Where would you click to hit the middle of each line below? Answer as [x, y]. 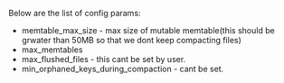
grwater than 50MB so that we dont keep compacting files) [131, 40]
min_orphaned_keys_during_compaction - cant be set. [123, 69]
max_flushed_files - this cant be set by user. [104, 59]
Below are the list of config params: [75, 13]
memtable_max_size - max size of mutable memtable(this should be [148, 30]
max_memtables [52, 50]
